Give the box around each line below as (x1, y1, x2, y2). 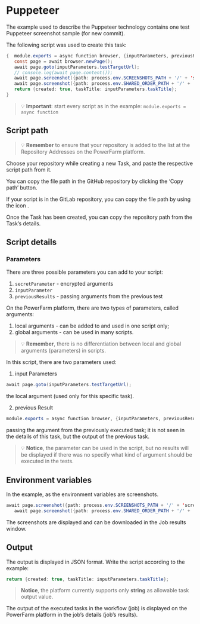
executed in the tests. (20, 458, 74, 465)
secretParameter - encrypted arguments (14, 280, 114, 287)
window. (6, 525, 27, 532)
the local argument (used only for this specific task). (6, 393, 135, 400)
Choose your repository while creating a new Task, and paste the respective (6, 160, 193, 167)
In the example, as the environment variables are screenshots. (6, 491, 159, 498)
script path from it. (6, 166, 52, 173)
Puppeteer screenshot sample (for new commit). (6, 29, 125, 36)
